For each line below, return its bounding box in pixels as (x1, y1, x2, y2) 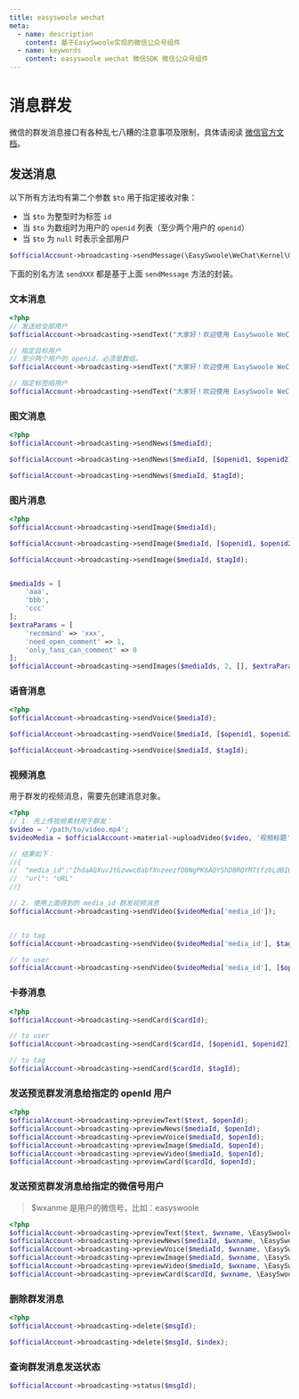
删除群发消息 (9, 1292, 65, 1304)
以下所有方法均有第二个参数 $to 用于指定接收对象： (9, 192, 198, 202)
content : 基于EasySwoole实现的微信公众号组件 (25, 37, 181, 47)
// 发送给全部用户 (9, 322, 69, 331)
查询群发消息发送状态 (9, 1361, 101, 1373)
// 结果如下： (9, 849, 55, 859)
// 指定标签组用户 (9, 379, 69, 388)
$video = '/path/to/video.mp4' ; (9, 825, 129, 834)
